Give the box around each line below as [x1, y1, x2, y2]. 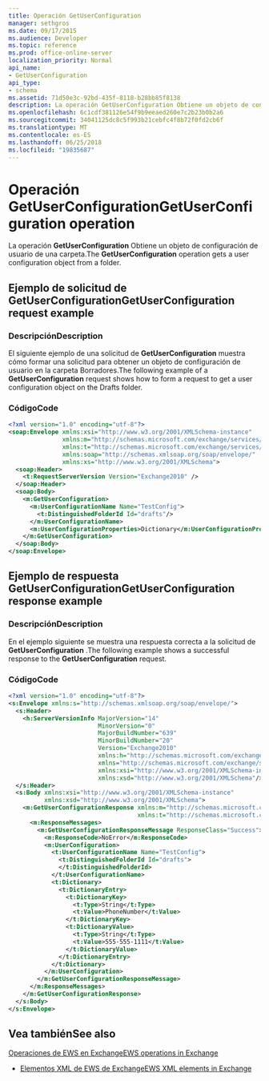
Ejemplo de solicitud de [8, 281, 127, 295]
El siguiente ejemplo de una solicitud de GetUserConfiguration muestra [8, 349, 246, 357]
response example [8, 595, 102, 608]
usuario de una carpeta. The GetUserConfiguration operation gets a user [8, 249, 250, 259]
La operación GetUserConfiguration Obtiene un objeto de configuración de [8, 241, 259, 251]
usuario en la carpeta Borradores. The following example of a [8, 365, 208, 375]
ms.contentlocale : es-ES [8, 131, 91, 139]
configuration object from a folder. [8, 258, 122, 268]
